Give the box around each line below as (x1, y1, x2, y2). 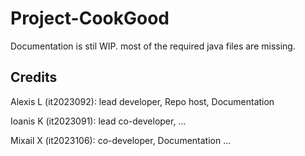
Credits (10, 69, 58, 86)
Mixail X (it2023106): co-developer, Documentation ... (10, 134, 232, 146)
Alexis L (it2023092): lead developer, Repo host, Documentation (10, 95, 275, 107)
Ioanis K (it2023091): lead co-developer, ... (10, 115, 187, 127)
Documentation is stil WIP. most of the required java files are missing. (10, 40, 296, 52)
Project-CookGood (10, 7, 170, 30)
